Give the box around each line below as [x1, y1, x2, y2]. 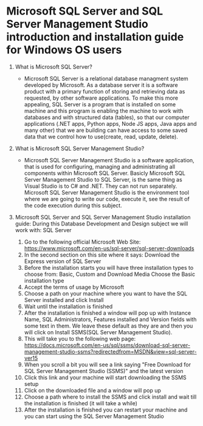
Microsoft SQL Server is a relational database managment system [24, 75, 188, 82]
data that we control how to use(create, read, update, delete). [24, 132, 178, 140]
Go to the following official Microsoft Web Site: [24, 238, 141, 246]
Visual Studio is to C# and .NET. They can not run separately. [24, 182, 177, 190]
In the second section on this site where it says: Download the [24, 251, 180, 258]
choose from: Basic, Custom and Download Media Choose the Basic [24, 270, 196, 278]
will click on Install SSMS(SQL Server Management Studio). [24, 328, 173, 335]
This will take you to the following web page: [24, 335, 136, 342]
